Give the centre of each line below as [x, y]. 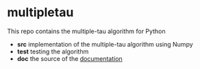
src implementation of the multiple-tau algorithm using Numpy [105, 44]
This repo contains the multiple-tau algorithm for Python [86, 31]
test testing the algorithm [53, 51]
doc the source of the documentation [70, 58]
